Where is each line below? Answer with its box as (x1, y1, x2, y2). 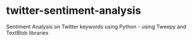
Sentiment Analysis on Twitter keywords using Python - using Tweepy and (6, 23, 187, 30)
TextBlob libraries (6, 29, 49, 36)
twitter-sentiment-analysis (6, 4, 141, 17)
